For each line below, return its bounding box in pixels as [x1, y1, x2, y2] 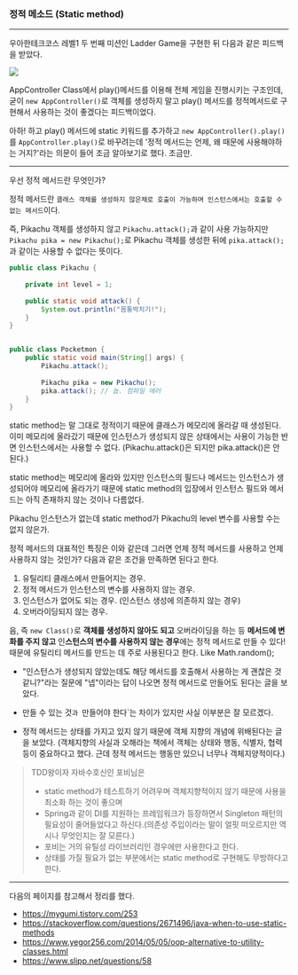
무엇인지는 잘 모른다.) [60, 830, 136, 841]
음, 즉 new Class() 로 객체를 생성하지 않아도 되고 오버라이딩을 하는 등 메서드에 [9, 625, 277, 636]
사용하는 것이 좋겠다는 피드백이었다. [32, 106, 157, 117]
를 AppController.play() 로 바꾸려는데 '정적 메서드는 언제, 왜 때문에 [9, 137, 245, 147]
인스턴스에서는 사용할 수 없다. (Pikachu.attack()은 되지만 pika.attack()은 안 [18, 442, 280, 453]
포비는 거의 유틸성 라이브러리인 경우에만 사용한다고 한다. [43, 841, 239, 853]
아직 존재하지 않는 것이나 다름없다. [25, 494, 145, 505]
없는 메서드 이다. [9, 205, 60, 216]
